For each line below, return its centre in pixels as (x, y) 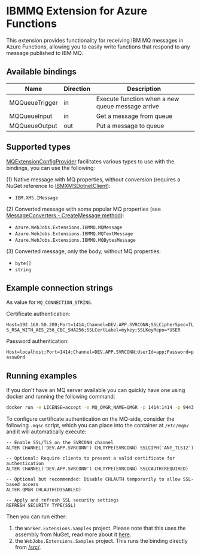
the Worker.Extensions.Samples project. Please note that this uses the (100, 528)
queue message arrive (128, 106)
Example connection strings (60, 288)
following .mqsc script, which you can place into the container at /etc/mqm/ (98, 426)
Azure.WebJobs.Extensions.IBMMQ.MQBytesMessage (75, 240)
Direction (77, 89)
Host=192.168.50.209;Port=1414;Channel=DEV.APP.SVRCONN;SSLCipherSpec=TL (100, 325)
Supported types (38, 147)
